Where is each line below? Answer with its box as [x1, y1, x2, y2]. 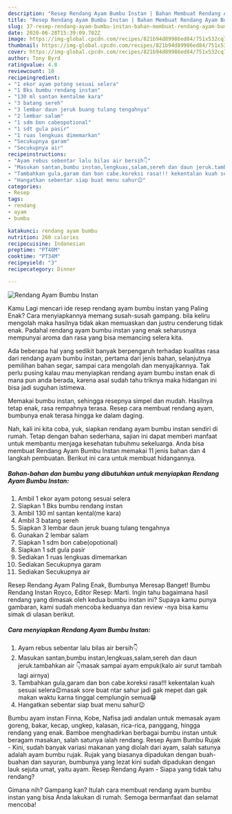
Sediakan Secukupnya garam [17, 560, 101, 568]
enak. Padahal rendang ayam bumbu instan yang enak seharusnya [8, 326, 197, 334]
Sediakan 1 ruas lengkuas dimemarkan [17, 552, 127, 561]
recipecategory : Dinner [8, 266, 76, 273]
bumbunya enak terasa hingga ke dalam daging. [8, 411, 145, 419]
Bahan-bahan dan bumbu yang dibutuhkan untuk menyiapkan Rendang [8, 470, 220, 478]
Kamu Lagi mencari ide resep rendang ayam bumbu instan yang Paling [8, 304, 209, 312]
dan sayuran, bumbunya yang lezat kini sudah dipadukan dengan [30, 758, 215, 766]
